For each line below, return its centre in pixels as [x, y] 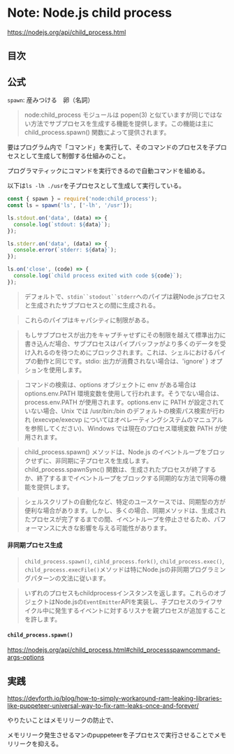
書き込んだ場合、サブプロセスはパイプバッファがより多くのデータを [122, 343]
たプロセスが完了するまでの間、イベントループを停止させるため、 [119, 519]
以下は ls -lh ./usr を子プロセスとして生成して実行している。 [96, 186]
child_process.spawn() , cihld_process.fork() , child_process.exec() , [124, 561]
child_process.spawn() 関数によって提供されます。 [97, 132]
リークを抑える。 [38, 744]
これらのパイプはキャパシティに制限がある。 [88, 320]
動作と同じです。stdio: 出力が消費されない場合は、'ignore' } [123, 361]
